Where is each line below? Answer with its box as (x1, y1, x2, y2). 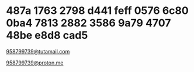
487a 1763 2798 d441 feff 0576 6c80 (6, 4, 189, 17)
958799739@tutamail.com (6, 48, 70, 55)
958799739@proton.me (6, 59, 64, 66)
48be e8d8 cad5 (6, 29, 88, 42)
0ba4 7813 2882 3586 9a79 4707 (6, 16, 171, 30)
